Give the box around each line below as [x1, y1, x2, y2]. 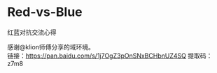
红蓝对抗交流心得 [7, 28, 57, 36]
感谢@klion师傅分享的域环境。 [7, 42, 94, 51]
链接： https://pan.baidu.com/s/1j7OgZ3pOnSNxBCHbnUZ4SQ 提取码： [7, 51, 213, 60]
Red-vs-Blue [7, 4, 83, 20]
